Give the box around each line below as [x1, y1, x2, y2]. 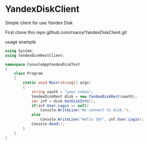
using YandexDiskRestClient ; [5, 53, 65, 58]
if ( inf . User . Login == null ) [31, 103, 89, 108]
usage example [5, 38, 36, 45]
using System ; [5, 48, 34, 53]
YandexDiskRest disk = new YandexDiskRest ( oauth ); [31, 94, 138, 99]
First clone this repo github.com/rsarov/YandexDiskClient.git [5, 29, 127, 35]
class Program [14, 71, 43, 76]
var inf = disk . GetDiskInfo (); [31, 99, 96, 104]
